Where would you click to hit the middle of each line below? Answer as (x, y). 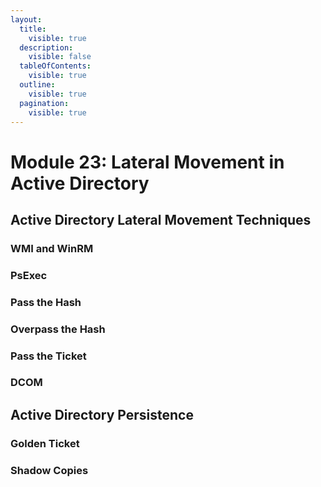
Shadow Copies (49, 470)
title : (33, 29)
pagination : (44, 103)
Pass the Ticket (48, 356)
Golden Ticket (45, 443)
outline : (37, 85)
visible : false (60, 57)
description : (46, 47)
